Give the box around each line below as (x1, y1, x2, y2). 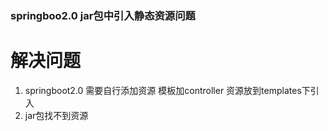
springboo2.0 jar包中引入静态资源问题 (10, 8, 196, 22)
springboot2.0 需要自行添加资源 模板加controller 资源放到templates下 (24, 84, 311, 96)
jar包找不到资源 (24, 109, 89, 121)
